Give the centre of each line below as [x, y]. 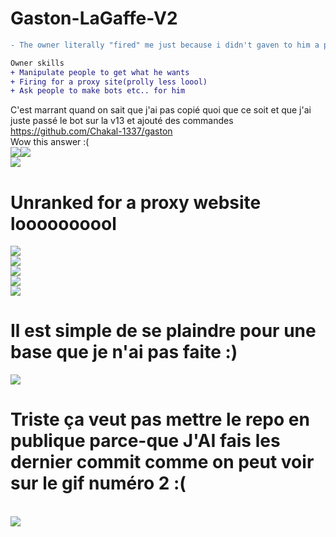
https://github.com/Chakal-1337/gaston [91, 131]
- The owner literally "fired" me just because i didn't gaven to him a [165, 45]
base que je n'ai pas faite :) [124, 352]
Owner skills [37, 63]
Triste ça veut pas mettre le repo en [160, 419]
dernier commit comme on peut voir [162, 462]
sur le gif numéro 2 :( [98, 483]
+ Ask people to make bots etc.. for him [98, 91]
